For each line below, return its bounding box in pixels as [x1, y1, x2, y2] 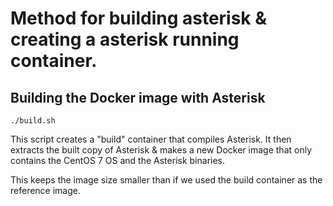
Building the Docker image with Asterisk [10, 89, 266, 106]
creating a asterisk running [10, 28, 240, 51]
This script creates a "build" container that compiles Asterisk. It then [10, 133, 292, 145]
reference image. [10, 185, 81, 196]
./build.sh [10, 116, 56, 126]
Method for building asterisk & [10, 7, 268, 30]
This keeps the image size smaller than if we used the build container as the [10, 174, 323, 186]
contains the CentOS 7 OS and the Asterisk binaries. [10, 155, 226, 166]
